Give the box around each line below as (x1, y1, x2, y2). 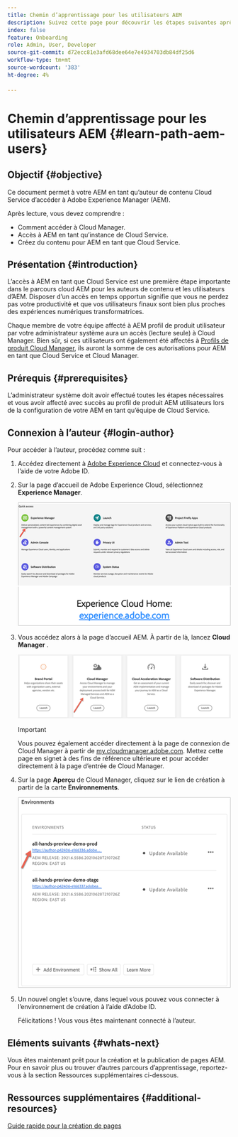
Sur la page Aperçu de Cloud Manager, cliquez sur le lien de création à (17, 775, 225, 785)
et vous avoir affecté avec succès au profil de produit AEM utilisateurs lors (7, 399, 225, 407)
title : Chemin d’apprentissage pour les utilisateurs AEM (7, 11, 182, 18)
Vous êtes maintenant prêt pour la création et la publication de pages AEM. (7, 1056, 226, 1065)
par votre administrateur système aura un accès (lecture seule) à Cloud (7, 329, 215, 338)
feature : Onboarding (7, 34, 69, 41)
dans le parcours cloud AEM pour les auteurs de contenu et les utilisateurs (7, 285, 225, 293)
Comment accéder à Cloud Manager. (17, 222, 126, 231)
